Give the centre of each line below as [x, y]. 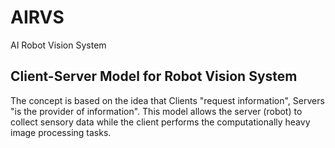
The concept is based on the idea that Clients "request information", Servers [167, 100]
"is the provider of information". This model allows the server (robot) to [156, 111]
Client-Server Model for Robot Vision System [154, 76]
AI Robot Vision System [58, 45]
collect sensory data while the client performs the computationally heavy [160, 122]
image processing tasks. [61, 132]
